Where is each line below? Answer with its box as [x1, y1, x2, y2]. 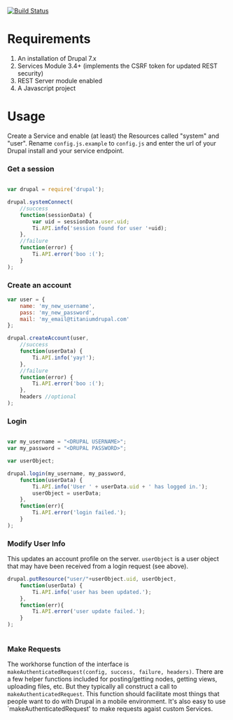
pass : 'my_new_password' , [20, 309, 96, 316]
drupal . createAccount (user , [7, 334, 90, 342]
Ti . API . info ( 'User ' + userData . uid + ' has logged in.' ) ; [32, 483, 209, 490]
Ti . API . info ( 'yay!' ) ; [32, 354, 96, 361]
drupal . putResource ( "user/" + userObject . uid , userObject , [7, 576, 177, 583]
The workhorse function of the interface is [7, 660, 129, 668]
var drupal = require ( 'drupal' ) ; [7, 186, 105, 193]
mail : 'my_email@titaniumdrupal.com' [20, 316, 130, 323]
